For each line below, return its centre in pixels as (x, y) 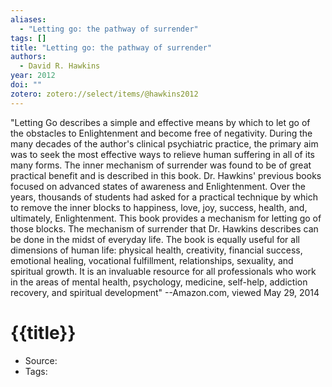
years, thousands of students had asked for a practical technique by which (164, 197)
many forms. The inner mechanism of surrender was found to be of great (161, 165)
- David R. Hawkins (60, 66)
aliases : (28, 19)
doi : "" (26, 85)
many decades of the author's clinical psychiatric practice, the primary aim (164, 143)
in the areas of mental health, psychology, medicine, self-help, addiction (159, 282)
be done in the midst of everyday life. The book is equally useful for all (155, 239)
